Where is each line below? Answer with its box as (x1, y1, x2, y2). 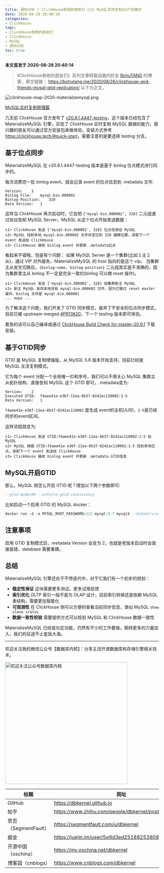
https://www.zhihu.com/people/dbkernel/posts (54, 808, 162, 815)
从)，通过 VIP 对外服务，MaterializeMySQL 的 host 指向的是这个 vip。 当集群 (5, 258, 159, 264)
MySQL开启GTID (5, 468, 56, 477)
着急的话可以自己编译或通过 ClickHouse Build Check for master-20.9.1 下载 (5, 322, 155, 327)
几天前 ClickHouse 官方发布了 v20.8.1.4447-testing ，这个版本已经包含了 (5, 115, 150, 121)
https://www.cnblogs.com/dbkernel (54, 859, 136, 866)
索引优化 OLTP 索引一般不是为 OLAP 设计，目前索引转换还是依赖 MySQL (12, 592, 158, 598)
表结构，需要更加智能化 (12, 598, 60, 604)
